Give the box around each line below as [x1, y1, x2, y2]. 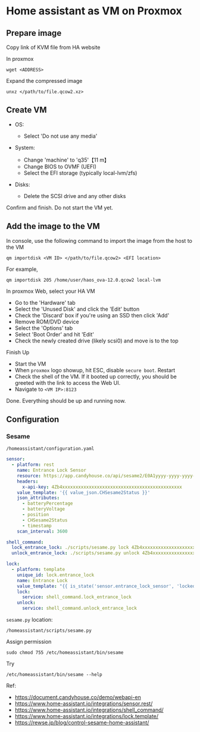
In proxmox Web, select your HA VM [6, 288, 95, 295]
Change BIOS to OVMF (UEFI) [23, 163, 97, 170]
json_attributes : [17, 495, 60, 501]
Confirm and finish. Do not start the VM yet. [6, 204, 113, 211]
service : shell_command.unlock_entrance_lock [21, 606, 137, 611]
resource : [17, 472, 42, 478]
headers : [17, 478, 39, 484]
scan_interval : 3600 [17, 528, 68, 535]
